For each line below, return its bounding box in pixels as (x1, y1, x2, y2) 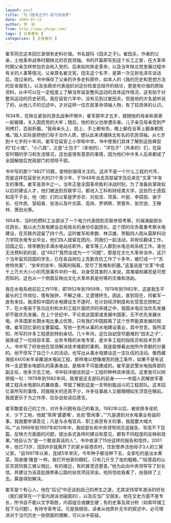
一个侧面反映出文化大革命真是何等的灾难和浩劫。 (36, 275, 139, 281)
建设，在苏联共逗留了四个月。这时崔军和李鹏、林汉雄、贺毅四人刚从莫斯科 (5, 230, 161, 236)
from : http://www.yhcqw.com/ (5, 27, 67, 32)
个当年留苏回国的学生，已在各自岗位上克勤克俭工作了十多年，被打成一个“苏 (5, 256, 164, 262)
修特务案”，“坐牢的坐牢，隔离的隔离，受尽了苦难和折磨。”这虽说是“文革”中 (5, 262, 160, 268)
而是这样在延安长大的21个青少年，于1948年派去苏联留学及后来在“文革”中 (5, 174, 158, 180)
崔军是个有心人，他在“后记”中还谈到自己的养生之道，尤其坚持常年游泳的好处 (5, 486, 165, 492)
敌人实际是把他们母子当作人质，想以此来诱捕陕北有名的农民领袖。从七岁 (14, 131, 166, 138)
